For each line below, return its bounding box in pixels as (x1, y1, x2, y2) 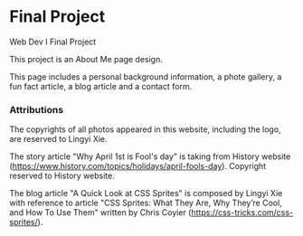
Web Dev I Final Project (9, 36, 97, 47)
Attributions (9, 103, 64, 116)
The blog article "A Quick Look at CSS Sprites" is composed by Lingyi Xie (9, 188, 283, 199)
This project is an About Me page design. (9, 53, 163, 64)
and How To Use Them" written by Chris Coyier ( (9, 207, 192, 218)
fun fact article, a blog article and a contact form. (9, 80, 193, 91)
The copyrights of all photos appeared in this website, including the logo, (9, 124, 282, 135)
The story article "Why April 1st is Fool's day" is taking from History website (9, 151, 291, 162)
